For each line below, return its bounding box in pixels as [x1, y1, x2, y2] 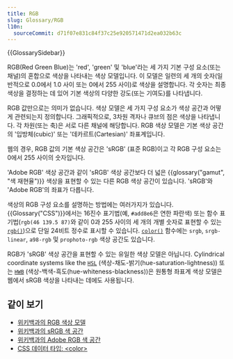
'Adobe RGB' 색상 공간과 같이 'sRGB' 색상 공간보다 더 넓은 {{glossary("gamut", [7, 168, 225, 177]
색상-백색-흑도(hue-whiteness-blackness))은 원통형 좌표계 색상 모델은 [27, 267, 223, 276]
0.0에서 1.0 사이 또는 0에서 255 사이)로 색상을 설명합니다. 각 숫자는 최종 [31, 81, 227, 89]
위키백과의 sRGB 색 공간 [17, 327, 83, 335]
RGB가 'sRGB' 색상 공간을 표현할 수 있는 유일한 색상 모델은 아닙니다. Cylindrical [7, 250, 225, 258]
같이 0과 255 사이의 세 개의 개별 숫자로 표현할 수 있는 [77, 218, 223, 226]
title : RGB [7, 10, 39, 17]
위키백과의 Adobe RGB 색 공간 [17, 335, 101, 344]
